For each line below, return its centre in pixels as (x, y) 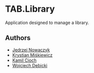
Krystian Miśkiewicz (32, 55)
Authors (18, 38)
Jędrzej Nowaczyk (31, 49)
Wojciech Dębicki (30, 65)
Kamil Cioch (24, 60)
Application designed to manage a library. (47, 23)
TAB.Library (30, 9)
